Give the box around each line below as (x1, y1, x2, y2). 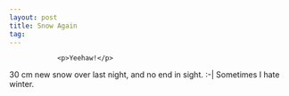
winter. (9, 79, 35, 90)
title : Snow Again (9, 21, 78, 30)
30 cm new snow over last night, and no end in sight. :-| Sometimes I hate (9, 69, 280, 80)
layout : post (9, 12, 58, 22)
